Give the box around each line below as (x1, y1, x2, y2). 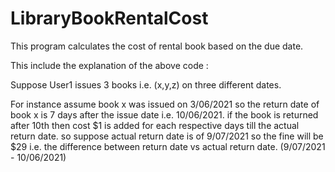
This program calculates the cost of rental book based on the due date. (10, 40, 304, 52)
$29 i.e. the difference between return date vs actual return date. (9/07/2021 (10, 140, 326, 152)
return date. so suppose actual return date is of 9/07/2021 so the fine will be (10, 130, 324, 142)
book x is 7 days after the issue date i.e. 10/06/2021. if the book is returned (10, 108, 319, 121)
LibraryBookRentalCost (10, 7, 209, 30)
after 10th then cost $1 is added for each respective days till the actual (10, 119, 300, 131)
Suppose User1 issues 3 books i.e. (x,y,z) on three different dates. (10, 78, 282, 91)
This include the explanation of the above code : (10, 59, 209, 71)
